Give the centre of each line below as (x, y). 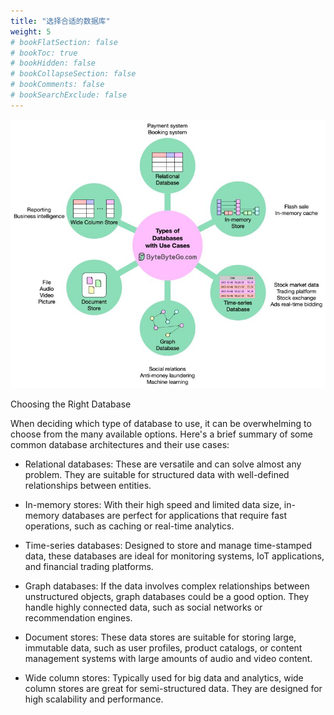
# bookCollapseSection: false (73, 74)
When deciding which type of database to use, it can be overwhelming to (161, 424)
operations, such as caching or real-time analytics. (129, 526)
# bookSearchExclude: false (69, 95)
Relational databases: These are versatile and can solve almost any (163, 464)
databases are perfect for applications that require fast (174, 516)
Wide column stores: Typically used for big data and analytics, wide (164, 678)
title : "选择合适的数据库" (60, 21)
